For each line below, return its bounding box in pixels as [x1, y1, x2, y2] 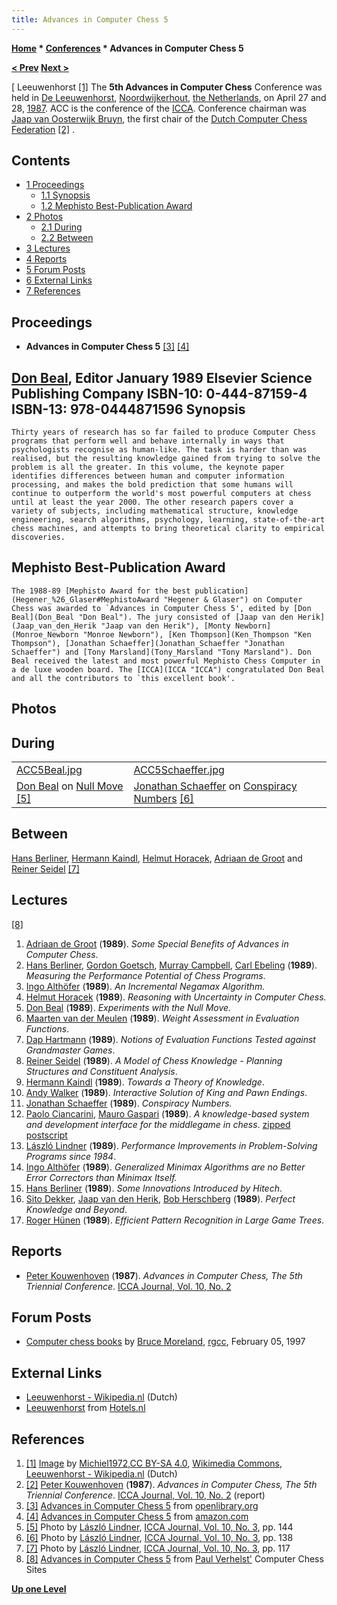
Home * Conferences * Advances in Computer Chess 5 [11, 42, 244, 54]
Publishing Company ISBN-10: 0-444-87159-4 [11, 385, 308, 402]
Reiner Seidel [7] [11, 862, 80, 875]
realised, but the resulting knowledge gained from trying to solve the [11, 454, 321, 464]
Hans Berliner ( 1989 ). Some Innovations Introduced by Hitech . [25, 1182, 283, 1194]
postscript [25, 1129, 68, 1141]
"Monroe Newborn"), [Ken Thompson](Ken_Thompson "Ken [82, 629, 312, 640]
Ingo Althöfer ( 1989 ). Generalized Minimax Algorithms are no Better [25, 1161, 306, 1173]
